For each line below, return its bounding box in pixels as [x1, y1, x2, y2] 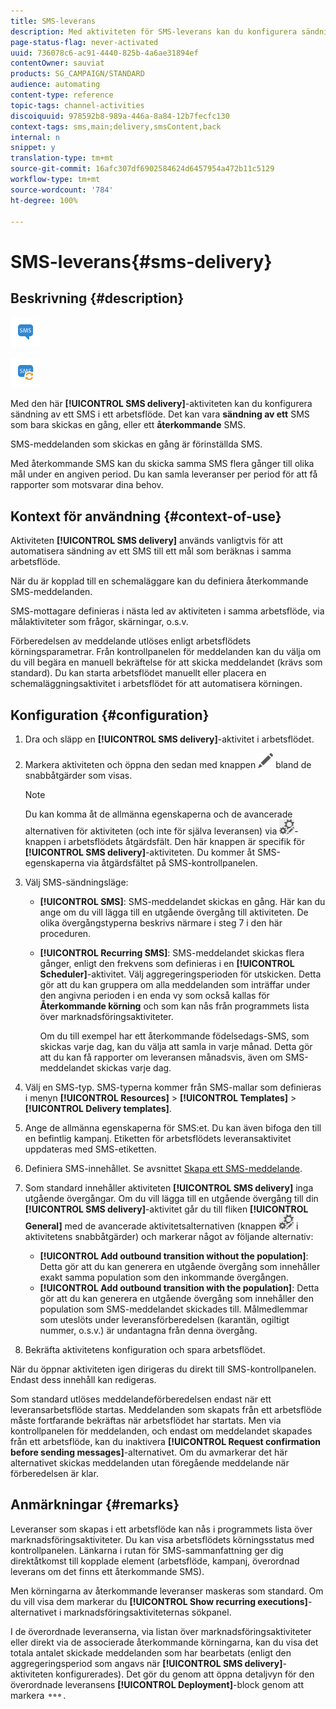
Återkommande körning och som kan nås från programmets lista [39, 1000, 310, 1012]
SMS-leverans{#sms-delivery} [10, 250, 273, 273]
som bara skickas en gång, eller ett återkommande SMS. [10, 419, 247, 431]
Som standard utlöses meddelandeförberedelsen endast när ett [10, 1393, 272, 1405]
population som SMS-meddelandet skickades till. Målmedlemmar [39, 1303, 308, 1315]
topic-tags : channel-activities [10, 100, 145, 110]
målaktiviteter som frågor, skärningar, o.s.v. [10, 616, 189, 628]
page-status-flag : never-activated [10, 37, 159, 47]
